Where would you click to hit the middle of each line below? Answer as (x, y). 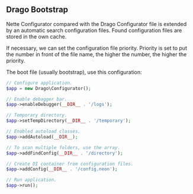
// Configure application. (39, 83)
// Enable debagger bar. (37, 99)
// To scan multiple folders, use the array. (63, 147)
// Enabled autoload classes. (44, 132)
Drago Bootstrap (37, 10)
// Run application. (32, 180)
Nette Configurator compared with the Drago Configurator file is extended (96, 24)
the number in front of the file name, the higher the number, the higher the (96, 54)
